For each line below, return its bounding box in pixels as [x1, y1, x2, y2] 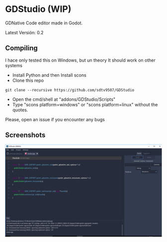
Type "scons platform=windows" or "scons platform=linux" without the [12, 101, 158, 107]
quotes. [12, 107, 28, 113]
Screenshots [5, 131, 46, 140]
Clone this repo [12, 77, 44, 83]
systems [5, 62, 22, 68]
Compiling [5, 44, 38, 53]
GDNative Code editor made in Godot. [5, 20, 83, 26]
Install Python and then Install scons [12, 72, 86, 78]
